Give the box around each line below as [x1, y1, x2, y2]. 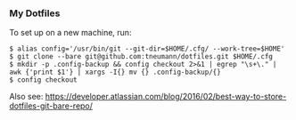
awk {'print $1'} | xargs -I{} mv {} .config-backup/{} [9, 68, 221, 77]
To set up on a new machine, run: [9, 28, 132, 38]
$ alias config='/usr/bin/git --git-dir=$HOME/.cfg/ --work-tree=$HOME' [9, 44, 285, 53]
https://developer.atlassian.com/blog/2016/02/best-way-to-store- [45, 92, 287, 102]
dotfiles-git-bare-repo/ [9, 100, 94, 111]
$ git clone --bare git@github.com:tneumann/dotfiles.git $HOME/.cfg [9, 52, 274, 61]
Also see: [9, 92, 44, 102]
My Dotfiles [9, 7, 61, 20]
